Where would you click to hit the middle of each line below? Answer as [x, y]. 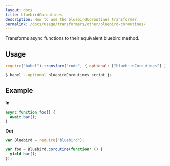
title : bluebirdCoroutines [34, 15]
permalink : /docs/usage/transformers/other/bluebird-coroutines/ [75, 24]
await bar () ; [24, 117]
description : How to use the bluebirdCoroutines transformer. [72, 19]
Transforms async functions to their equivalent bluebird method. [72, 38]
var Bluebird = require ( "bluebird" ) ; [45, 140]
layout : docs [19, 10]
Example [19, 91]
